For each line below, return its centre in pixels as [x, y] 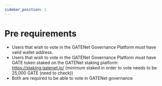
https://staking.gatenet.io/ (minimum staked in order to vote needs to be [84, 68]
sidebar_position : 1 [26, 9]
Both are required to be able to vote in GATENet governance [72, 78]
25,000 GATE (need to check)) [42, 73]
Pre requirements [41, 33]
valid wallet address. [32, 52]
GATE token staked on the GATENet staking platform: [65, 62]
